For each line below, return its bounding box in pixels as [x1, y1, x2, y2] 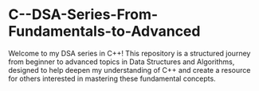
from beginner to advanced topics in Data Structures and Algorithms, [8, 57, 235, 66]
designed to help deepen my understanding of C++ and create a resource [8, 65, 251, 74]
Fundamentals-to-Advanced [8, 22, 201, 40]
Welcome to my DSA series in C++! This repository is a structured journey [8, 48, 251, 58]
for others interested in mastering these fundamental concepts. [8, 74, 217, 83]
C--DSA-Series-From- [8, 6, 159, 24]
